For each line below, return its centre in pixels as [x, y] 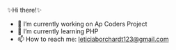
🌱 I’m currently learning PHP [58, 31]
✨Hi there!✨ [25, 10]
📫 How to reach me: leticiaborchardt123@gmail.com [93, 39]
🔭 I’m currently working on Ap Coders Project [82, 24]
